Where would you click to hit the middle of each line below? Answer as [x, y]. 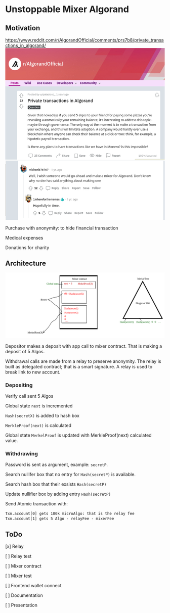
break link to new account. [33, 372]
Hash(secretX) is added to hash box [42, 415]
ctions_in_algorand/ [26, 45]
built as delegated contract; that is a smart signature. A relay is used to [79, 366]
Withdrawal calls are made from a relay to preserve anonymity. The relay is [83, 361]
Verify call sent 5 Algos [29, 396]
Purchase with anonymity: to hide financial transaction [62, 228]
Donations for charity [27, 247]
